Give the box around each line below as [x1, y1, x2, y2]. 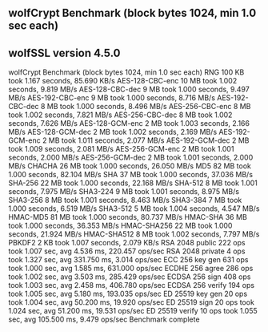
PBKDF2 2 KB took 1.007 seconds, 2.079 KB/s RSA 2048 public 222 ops [8, 238, 246, 248]
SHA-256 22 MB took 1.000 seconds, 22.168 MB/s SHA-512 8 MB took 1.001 [8, 178, 258, 188]
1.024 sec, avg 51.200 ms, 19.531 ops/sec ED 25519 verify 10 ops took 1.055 [8, 306, 258, 316]
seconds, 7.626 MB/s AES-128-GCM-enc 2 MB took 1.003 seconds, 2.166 [8, 119, 250, 128]
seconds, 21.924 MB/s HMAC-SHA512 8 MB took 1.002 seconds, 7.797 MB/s [8, 229, 260, 239]
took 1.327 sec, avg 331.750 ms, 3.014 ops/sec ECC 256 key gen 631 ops [8, 255, 249, 265]
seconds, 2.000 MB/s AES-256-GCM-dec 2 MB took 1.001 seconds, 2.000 [8, 152, 254, 163]
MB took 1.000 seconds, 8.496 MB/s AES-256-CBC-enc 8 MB [46, 102, 251, 111]
